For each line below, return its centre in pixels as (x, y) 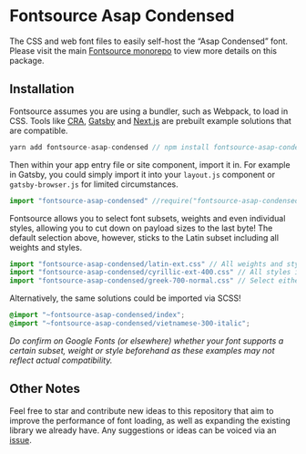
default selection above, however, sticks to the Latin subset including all (144, 237)
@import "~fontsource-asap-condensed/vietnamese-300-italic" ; (130, 324)
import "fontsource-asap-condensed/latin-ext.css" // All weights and (146, 264)
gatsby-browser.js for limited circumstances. (94, 184)
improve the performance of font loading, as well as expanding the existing (150, 420)
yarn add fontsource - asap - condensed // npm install (109, 147)
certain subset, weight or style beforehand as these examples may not (142, 350)
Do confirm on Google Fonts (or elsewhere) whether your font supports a (147, 340)
